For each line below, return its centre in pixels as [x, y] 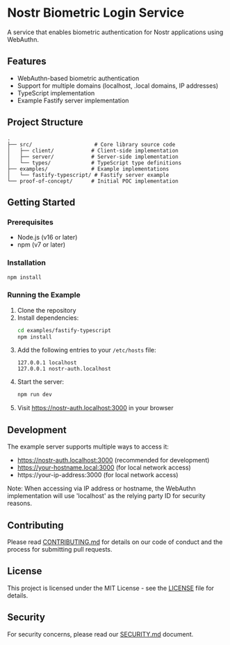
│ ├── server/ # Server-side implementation [93, 157]
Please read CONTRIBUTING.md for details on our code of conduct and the [115, 542]
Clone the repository [47, 310]
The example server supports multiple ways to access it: [88, 446]
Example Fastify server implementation [73, 100]
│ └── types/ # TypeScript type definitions [95, 163]
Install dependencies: [48, 318]
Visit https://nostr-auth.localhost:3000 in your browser [95, 408]
